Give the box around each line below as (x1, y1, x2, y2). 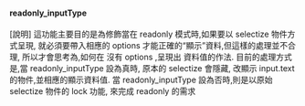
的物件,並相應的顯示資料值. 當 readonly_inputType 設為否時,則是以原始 (9, 74, 273, 86)
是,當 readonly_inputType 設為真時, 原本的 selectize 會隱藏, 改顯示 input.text (9, 63, 295, 74)
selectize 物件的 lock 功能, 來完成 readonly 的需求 (9, 86, 196, 97)
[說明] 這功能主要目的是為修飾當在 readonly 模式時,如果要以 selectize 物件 (9, 28, 288, 40)
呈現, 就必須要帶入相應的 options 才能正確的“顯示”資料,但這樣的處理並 (16, 40, 280, 51)
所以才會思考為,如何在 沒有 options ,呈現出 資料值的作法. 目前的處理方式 (21, 51, 292, 63)
